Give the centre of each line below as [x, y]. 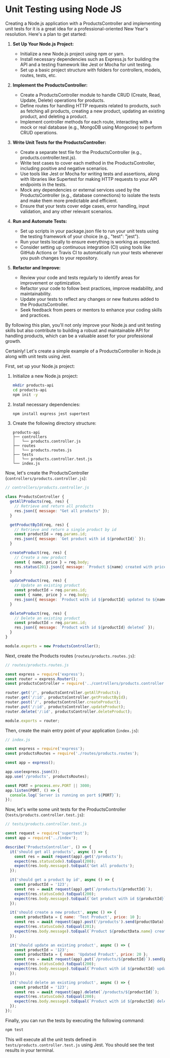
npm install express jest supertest [51, 414]
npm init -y [25, 395]
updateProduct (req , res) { [38, 581]
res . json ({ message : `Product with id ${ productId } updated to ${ [86, 599]
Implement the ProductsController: [50, 85]
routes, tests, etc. [38, 75]
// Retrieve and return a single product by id [65, 530]
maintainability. [36, 293]
